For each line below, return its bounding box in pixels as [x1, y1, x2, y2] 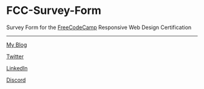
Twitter [6, 53, 24, 60]
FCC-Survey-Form [6, 4, 101, 18]
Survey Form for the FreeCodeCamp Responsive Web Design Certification [6, 24, 192, 31]
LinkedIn [6, 64, 28, 71]
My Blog [6, 41, 27, 48]
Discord [6, 76, 26, 84]
